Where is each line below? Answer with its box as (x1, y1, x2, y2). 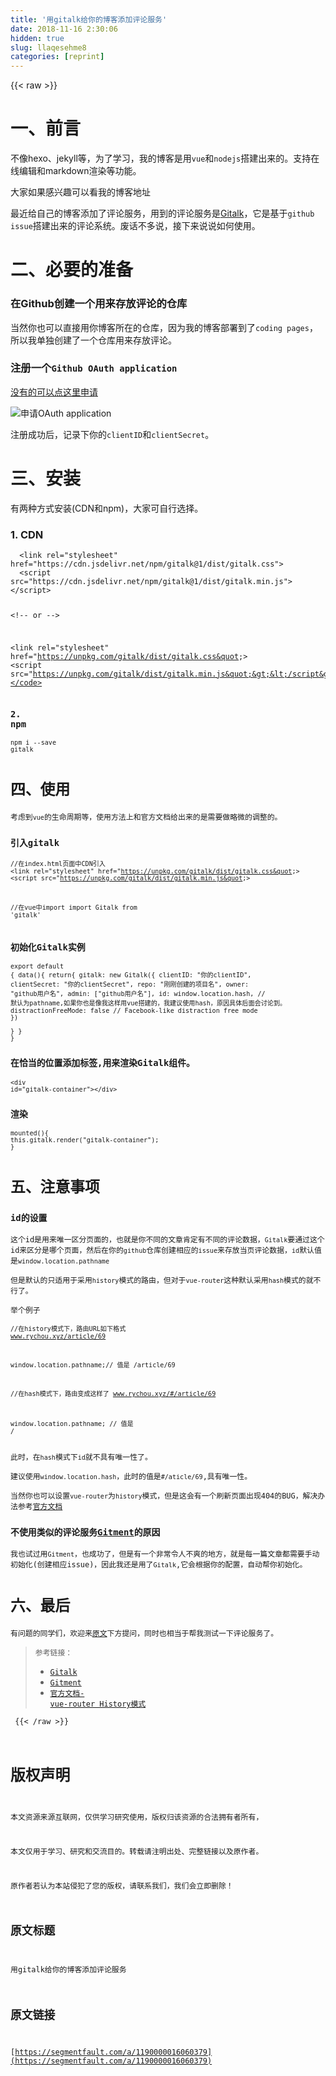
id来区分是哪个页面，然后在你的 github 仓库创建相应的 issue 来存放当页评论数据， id (10, 1246, 300, 1256)
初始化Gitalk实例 (10, 941, 86, 953)
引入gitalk (10, 837, 60, 848)
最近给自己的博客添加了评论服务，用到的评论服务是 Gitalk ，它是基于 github (10, 207, 315, 220)
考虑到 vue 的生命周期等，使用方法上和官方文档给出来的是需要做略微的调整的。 (10, 812, 283, 822)
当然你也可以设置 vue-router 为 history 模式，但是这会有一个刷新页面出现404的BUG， (10, 1491, 303, 1501)
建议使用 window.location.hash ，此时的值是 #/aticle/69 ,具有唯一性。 (10, 1471, 253, 1481)
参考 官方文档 (17, 1501, 63, 1511)
